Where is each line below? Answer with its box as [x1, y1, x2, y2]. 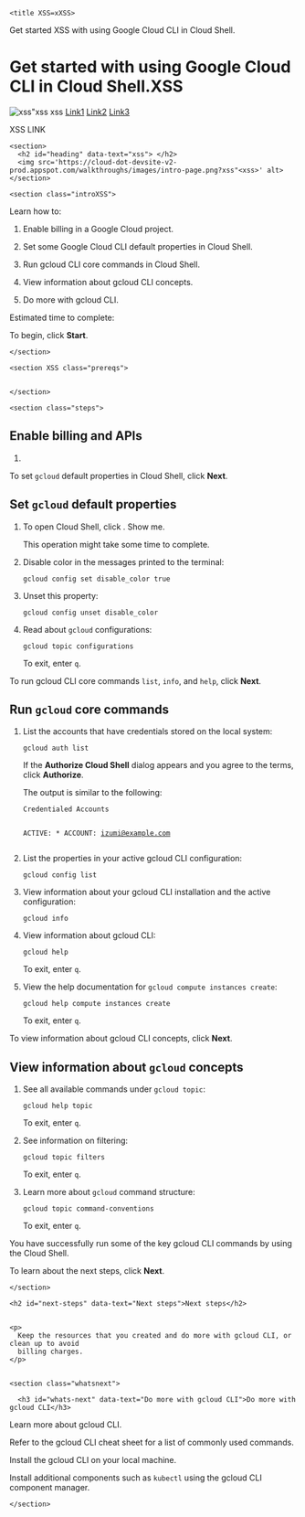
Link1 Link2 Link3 [65, 106, 131, 117]
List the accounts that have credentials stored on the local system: [22, 726, 273, 737]
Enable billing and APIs [9, 428, 143, 443]
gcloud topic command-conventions [22, 1204, 154, 1213]
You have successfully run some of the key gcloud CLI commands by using [9, 1238, 292, 1249]
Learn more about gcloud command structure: [22, 1187, 196, 1198]
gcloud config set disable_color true [22, 574, 171, 583]
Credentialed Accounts [22, 805, 110, 814]
